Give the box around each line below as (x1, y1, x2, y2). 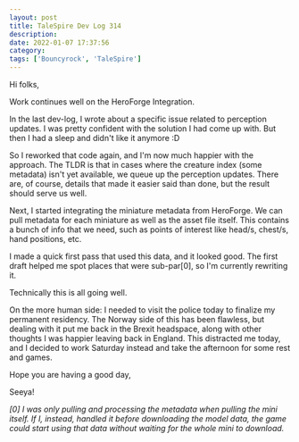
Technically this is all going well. (9, 288, 128, 297)
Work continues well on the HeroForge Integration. (9, 96, 195, 107)
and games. (9, 352, 53, 363)
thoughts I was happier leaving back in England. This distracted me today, (9, 333, 281, 344)
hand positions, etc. (9, 234, 82, 244)
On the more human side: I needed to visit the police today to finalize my (9, 304, 276, 315)
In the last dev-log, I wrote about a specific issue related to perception (9, 113, 268, 124)
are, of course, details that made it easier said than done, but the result (9, 179, 270, 188)
